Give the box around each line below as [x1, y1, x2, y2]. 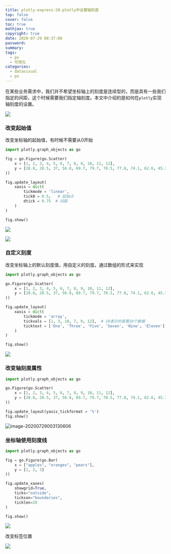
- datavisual [10, 69, 38, 74]
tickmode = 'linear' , [23, 189, 70, 194]
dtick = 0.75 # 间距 [23, 199, 68, 204]
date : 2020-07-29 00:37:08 [5, 36, 63, 41]
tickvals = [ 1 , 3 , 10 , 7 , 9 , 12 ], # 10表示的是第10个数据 [23, 318, 145, 324]
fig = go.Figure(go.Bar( [5, 457, 58, 463]
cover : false [5, 17, 33, 22]
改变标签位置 [5, 533, 32, 539]
